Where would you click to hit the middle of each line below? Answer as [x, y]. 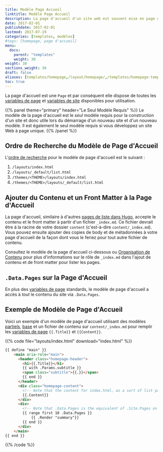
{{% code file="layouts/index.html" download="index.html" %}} [69, 341]
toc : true [15, 81]
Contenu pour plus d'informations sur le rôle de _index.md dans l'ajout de [78, 257]
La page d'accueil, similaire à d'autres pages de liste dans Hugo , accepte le [81, 217]
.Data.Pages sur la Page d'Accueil [56, 278]
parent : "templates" [34, 55]
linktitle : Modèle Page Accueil [38, 14]
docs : [15, 50]
